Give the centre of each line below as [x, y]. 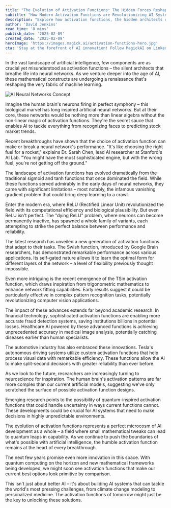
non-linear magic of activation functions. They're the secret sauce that [79, 120]
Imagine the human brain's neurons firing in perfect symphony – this [77, 104]
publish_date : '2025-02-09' [35, 34]
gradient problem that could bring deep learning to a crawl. [67, 194]
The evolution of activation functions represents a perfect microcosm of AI [83, 426]
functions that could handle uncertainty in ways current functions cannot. [82, 405]
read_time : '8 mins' [27, 29]
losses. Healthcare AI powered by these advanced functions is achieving [82, 326]
